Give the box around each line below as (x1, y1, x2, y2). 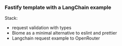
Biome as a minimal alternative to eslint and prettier (11, 30, 118, 36)
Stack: (4, 15, 18, 21)
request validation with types (11, 25, 72, 31)
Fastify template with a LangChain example (4, 4, 112, 11)
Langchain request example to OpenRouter (11, 35, 100, 41)
